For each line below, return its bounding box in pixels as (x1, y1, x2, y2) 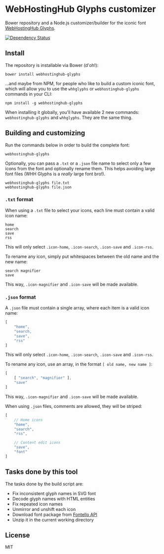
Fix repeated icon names (12, 501, 63, 507)
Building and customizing (5, 129, 85, 137)
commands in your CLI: (5, 91, 52, 97)
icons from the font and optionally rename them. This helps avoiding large (5, 165, 156, 171)
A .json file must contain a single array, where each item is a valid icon (5, 305, 150, 311)
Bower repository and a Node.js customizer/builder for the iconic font (5, 20, 146, 26)
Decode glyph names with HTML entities (12, 496, 95, 502)
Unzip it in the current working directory (12, 516, 94, 523)
